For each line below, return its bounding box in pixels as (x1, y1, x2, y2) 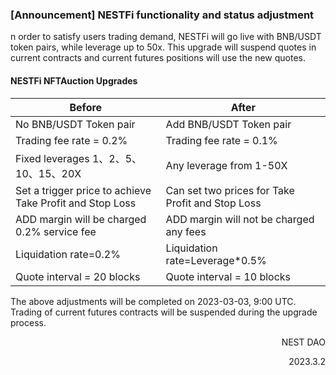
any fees (165, 224, 207, 238)
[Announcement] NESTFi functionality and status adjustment (10, 8, 315, 22)
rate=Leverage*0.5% (165, 253, 267, 267)
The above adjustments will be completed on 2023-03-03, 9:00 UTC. (10, 295, 297, 307)
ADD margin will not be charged (165, 212, 315, 226)
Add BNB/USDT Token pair (165, 117, 292, 131)
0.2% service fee (15, 224, 97, 238)
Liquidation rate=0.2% (15, 247, 121, 261)
